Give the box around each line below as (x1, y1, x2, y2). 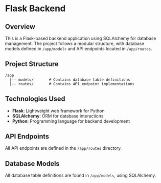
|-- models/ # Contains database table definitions (9, 77, 131, 82)
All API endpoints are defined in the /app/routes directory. (5, 145, 122, 151)
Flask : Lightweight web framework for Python (12, 108, 105, 114)
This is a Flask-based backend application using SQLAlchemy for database (5, 35, 157, 41)
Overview (5, 23, 36, 31)
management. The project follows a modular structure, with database (5, 41, 144, 46)
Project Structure (5, 60, 59, 69)
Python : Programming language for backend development (12, 118, 130, 124)
